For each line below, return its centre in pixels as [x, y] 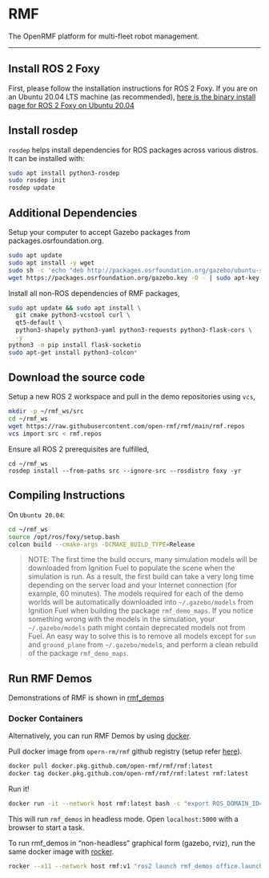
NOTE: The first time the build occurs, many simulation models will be [143, 560]
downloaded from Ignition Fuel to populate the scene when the [131, 568]
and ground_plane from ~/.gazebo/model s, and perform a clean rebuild [143, 645]
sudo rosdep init [37, 180]
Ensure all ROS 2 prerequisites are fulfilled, [79, 449]
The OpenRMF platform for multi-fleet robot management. [104, 36]
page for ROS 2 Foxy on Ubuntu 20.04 [71, 105]
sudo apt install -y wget [51, 263]
